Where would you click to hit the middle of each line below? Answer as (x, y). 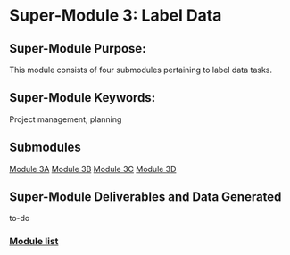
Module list (34, 242)
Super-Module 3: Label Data (116, 16)
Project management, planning (66, 119)
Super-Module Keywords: (83, 98)
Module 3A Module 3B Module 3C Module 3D (93, 169)
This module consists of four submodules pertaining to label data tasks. (141, 70)
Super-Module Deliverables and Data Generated (145, 197)
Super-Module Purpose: (78, 49)
